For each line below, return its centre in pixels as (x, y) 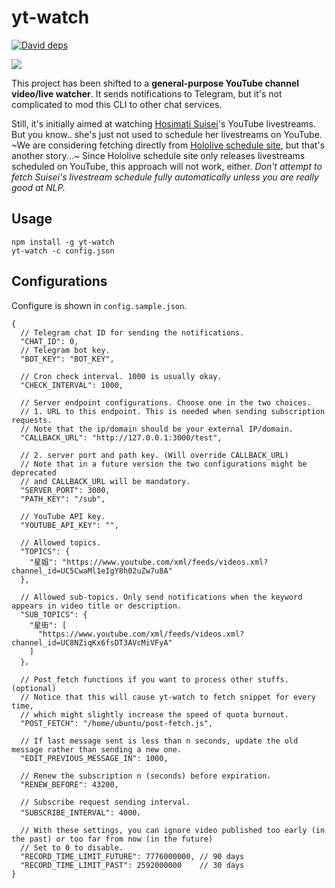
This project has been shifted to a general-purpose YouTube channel (155, 83)
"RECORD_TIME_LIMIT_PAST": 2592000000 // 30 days (132, 865)
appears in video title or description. (97, 606)
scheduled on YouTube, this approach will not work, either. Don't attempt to (167, 166)
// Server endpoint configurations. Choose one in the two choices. (166, 402)
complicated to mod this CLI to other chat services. (117, 104)
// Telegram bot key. (65, 350)
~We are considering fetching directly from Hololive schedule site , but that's (168, 145)
